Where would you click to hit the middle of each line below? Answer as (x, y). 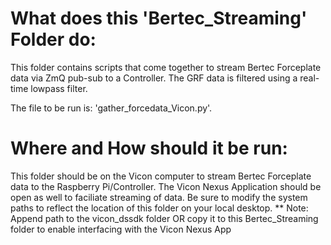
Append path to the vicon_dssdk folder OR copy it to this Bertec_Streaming (164, 218)
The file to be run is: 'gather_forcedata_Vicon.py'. (111, 108)
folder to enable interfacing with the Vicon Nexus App (121, 229)
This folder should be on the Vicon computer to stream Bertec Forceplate (161, 176)
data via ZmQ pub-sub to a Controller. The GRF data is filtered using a (154, 78)
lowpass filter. (59, 88)
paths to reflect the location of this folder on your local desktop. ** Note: (159, 208)
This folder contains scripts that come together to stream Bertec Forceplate (166, 67)
